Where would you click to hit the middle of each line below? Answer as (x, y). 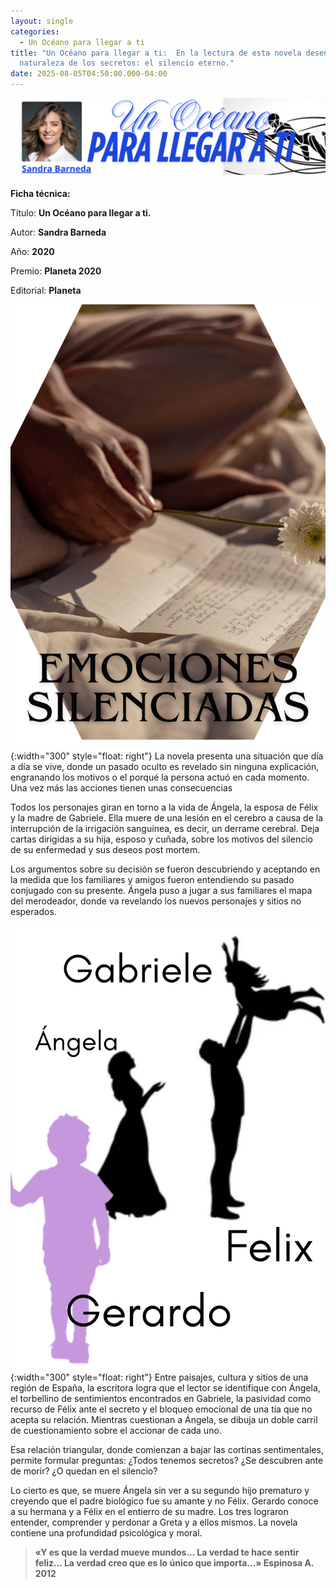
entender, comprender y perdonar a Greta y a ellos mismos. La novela (154, 1522)
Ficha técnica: (40, 193)
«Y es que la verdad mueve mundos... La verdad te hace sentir (167, 1552)
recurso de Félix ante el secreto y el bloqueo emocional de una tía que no (161, 1409)
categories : (35, 31)
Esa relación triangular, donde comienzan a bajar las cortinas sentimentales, (167, 1449)
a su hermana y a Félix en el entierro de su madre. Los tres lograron (149, 1511)
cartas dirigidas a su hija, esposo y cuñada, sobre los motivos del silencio (161, 839)
